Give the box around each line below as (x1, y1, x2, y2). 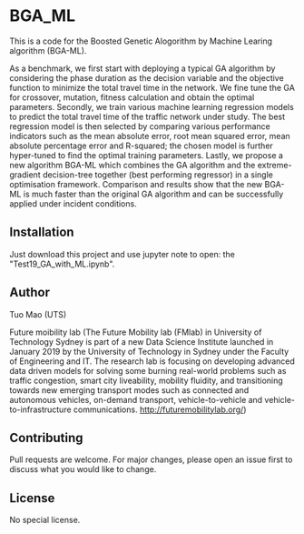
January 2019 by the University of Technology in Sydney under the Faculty (9, 346, 289, 357)
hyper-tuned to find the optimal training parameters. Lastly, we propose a (9, 149, 284, 160)
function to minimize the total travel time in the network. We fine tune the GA (9, 82, 295, 93)
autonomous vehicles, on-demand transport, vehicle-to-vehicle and (9, 394, 263, 405)
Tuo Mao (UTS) (9, 308, 67, 319)
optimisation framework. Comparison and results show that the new (9, 178, 263, 189)
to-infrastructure (9, 404, 72, 415)
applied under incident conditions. (9, 197, 138, 209)
